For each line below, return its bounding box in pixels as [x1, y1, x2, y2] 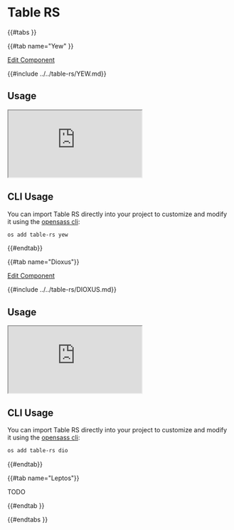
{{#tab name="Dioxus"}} [7, 258, 80, 266]
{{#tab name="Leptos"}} [7, 474, 80, 482]
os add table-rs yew [7, 231, 69, 238]
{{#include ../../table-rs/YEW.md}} [7, 69, 107, 78]
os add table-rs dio [7, 447, 69, 454]
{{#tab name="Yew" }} [7, 41, 74, 50]
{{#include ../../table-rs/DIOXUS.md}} [7, 285, 117, 294]
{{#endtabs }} [7, 515, 48, 524]
